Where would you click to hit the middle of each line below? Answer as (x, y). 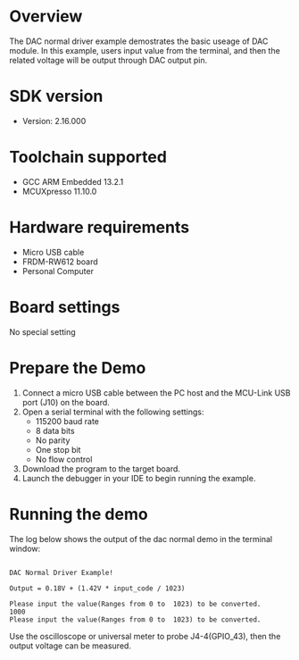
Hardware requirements (100, 227)
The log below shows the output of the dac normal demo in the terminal (141, 539)
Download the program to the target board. (101, 468)
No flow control (64, 459)
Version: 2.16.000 (54, 121)
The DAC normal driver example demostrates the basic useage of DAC (139, 41)
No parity (53, 440)
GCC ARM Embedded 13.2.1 (73, 181)
